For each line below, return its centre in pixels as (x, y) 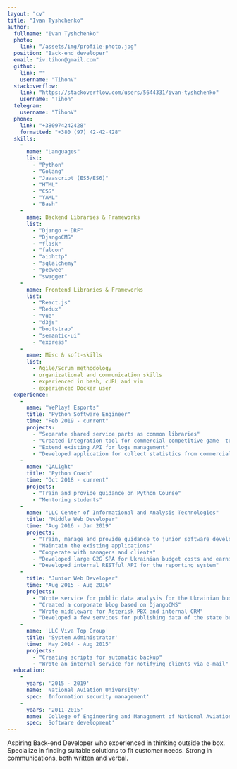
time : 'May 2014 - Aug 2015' (69, 644)
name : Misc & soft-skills (64, 355)
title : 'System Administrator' (72, 638)
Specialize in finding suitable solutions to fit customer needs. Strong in (110, 751)
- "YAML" (45, 198)
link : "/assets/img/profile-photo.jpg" (79, 47)
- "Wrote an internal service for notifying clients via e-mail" (131, 664)
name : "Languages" (53, 152)
